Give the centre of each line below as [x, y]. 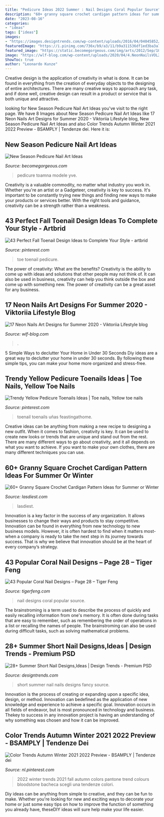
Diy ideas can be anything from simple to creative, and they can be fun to [79, 794]
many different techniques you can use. [45, 453]
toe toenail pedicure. [38, 259]
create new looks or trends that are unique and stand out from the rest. [76, 437]
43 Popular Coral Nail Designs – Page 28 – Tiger [79, 562]
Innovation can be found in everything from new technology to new [73, 526]
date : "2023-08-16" [25, 19]
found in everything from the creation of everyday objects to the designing [80, 83]
